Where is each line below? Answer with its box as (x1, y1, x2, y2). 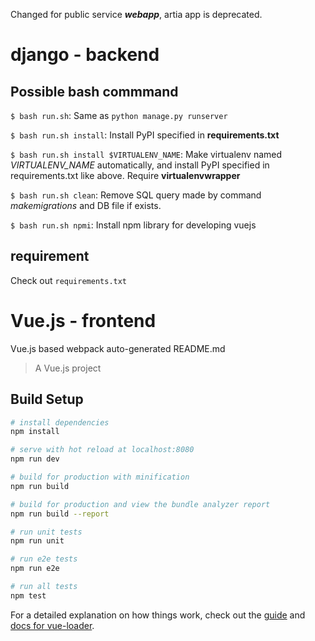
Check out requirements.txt (10, 274, 128, 286)
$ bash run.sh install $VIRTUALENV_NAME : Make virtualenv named (10, 149, 283, 160)
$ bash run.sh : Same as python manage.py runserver (10, 110, 228, 121)
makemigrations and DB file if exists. (10, 200, 162, 211)
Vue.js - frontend (10, 310, 157, 332)
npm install (10, 427, 60, 437)
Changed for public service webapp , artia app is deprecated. (10, 9, 263, 20)
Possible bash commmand (10, 83, 179, 100)
